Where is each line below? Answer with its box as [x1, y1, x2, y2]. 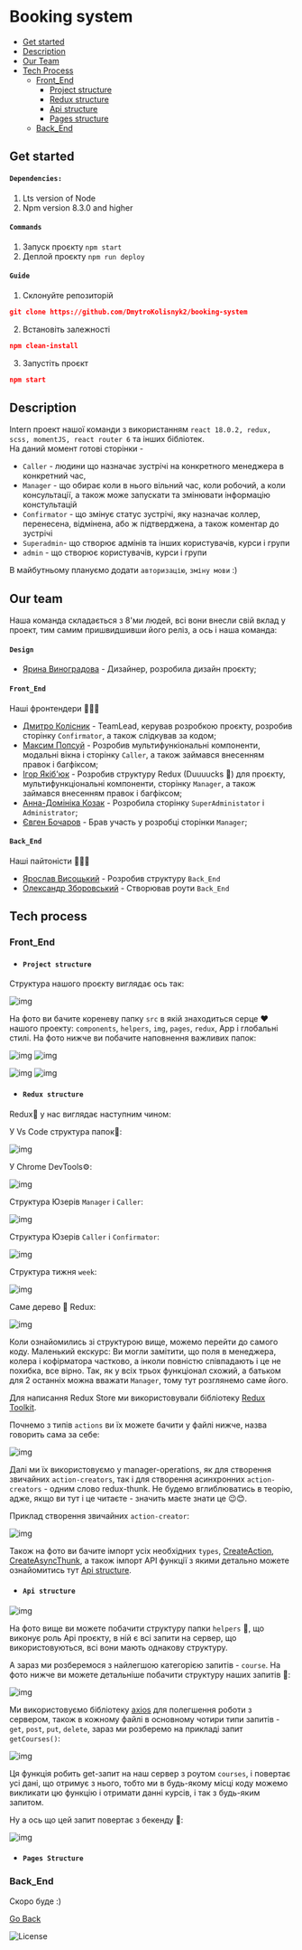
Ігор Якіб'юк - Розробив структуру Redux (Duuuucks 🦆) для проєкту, [22, 768, 286, 779]
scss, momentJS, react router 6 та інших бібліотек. [9, 434, 205, 445]
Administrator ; [22, 806, 78, 817]
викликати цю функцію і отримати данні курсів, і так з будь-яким [9, 1787, 261, 1798]
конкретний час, [22, 470, 87, 481]
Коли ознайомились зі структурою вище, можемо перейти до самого [9, 1336, 279, 1347]
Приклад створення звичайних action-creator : [9, 1510, 189, 1521]
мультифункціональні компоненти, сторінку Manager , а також [22, 777, 256, 788]
